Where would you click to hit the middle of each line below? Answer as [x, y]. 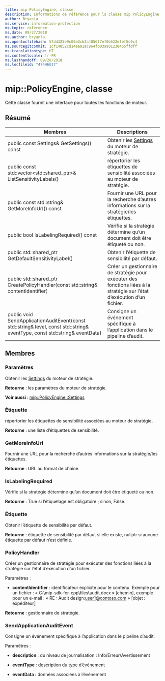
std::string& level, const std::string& [48, 326]
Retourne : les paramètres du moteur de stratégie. [56, 388]
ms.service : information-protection [42, 23]
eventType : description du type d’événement [58, 665]
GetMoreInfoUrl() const [35, 208]
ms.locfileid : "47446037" [31, 65]
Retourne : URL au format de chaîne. [42, 469]
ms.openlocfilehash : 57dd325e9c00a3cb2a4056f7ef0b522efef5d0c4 [71, 42]
